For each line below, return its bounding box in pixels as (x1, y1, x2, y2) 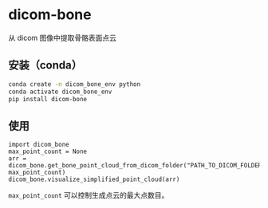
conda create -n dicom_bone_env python (8, 80, 141, 88)
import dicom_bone (8, 141, 69, 149)
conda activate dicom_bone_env (8, 88, 112, 96)
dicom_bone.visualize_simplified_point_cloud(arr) (8, 175, 180, 184)
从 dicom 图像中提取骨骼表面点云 (8, 33, 117, 42)
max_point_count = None (8, 147, 88, 156)
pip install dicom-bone (8, 95, 88, 103)
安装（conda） (8, 58, 82, 73)
